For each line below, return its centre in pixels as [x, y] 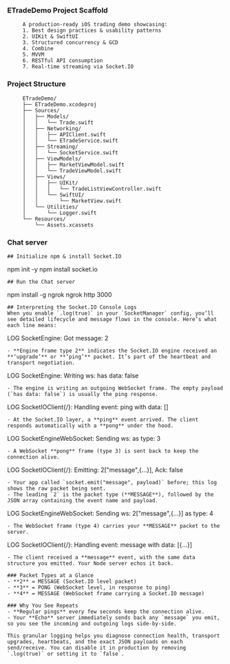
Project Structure [36, 84]
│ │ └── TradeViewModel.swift [72, 171]
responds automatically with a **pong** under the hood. [91, 426]
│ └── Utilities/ [50, 207]
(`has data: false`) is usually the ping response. [83, 394]
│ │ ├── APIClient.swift [64, 134]
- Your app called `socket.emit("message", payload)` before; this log [112, 482]
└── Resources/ [44, 219]
